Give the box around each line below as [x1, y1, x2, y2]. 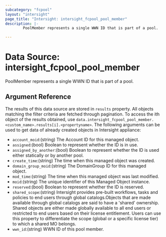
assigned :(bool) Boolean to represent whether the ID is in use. [12, 142, 138, 148]
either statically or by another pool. [12, 152, 84, 158]
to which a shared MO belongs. [12, 221, 77, 227]
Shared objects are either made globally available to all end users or [12, 205, 151, 211]
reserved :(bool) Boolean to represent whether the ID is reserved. [12, 184, 145, 190]
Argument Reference [5, 93, 71, 101]
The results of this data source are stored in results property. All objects [5, 106, 154, 112]
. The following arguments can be [91, 121, 160, 127]
